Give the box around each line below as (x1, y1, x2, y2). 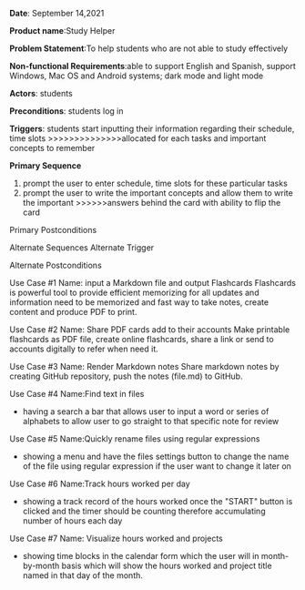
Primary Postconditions (9, 225, 97, 235)
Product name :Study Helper (9, 25, 116, 36)
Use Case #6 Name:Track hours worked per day (9, 478, 191, 489)
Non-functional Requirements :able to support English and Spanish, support (9, 61, 296, 71)
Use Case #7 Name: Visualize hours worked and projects (9, 533, 223, 544)
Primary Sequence (9, 160, 82, 171)
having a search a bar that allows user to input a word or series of (22, 406, 269, 417)
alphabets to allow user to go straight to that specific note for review (22, 416, 280, 426)
